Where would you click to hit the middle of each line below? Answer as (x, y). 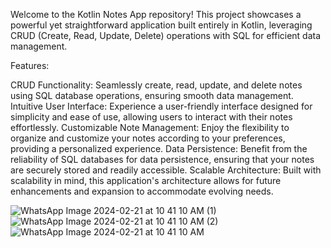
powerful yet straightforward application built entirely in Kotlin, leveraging (161, 25)
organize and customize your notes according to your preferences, (148, 138)
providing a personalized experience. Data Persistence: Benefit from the (159, 148)
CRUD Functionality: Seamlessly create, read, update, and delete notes (156, 85)
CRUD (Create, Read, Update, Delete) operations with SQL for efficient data (166, 35)
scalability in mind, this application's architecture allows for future (146, 180)
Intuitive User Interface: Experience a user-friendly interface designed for (161, 106)
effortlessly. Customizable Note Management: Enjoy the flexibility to (150, 127)
